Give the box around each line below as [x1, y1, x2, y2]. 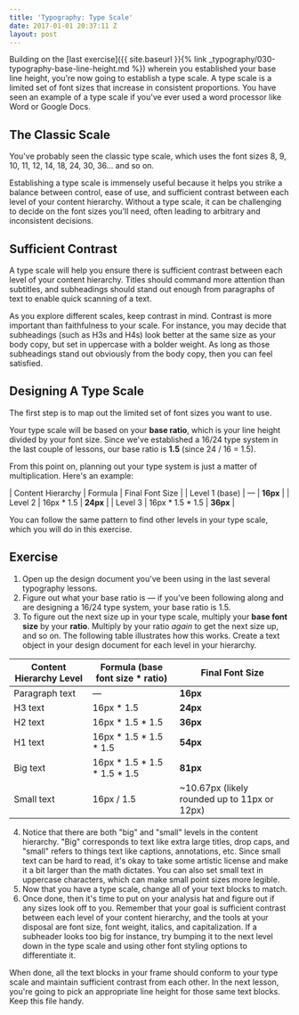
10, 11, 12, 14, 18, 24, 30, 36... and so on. [9, 160, 154, 171]
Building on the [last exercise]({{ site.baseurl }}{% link [9, 54, 207, 65]
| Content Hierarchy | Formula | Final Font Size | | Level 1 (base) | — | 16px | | [9, 487, 290, 498]
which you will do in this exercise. [9, 523, 133, 535]
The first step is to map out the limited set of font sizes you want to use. [9, 407, 272, 418]
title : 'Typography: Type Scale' [9, 12, 133, 22]
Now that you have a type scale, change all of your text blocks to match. [21, 883, 287, 894]
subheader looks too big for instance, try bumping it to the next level [21, 930, 273, 941]
